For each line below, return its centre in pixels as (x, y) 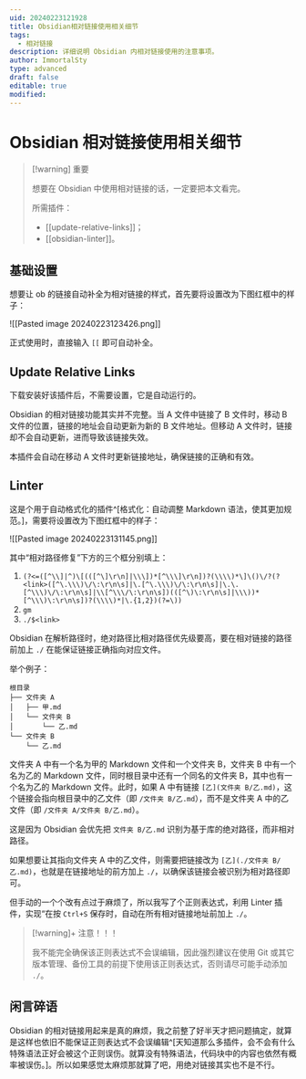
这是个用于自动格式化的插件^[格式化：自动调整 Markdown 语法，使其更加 (147, 508)
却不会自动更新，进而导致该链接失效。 (81, 437)
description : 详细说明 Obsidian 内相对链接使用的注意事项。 (114, 52)
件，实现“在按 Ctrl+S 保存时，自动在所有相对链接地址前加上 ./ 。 (131, 913)
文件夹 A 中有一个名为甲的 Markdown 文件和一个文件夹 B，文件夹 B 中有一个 (153, 764)
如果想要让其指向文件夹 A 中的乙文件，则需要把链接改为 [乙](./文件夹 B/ (145, 860)
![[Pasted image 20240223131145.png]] (83, 539)
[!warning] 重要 (60, 169)
